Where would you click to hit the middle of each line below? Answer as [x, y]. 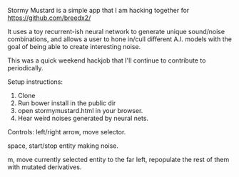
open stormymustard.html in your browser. [80, 111]
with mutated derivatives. [45, 167]
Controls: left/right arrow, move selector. [67, 132]
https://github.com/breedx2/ [49, 18]
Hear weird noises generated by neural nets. [83, 118]
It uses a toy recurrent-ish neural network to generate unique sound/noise [116, 32]
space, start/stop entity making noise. [63, 146]
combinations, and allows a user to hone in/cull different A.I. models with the [120, 39]
